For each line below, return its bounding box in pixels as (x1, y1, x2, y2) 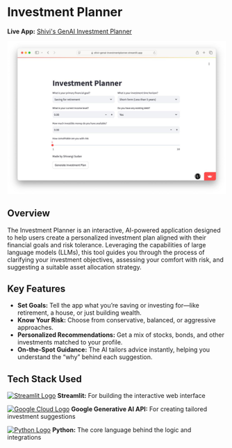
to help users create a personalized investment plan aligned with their (7, 233, 206, 242)
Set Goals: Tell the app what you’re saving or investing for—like (17, 301, 199, 310)
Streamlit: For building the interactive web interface (57, 392, 206, 400)
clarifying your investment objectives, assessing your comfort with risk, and (7, 255, 224, 264)
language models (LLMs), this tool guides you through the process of (7, 248, 205, 256)
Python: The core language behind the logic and (51, 426, 192, 434)
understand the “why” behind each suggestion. (17, 353, 153, 361)
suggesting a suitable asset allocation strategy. (7, 263, 142, 271)
